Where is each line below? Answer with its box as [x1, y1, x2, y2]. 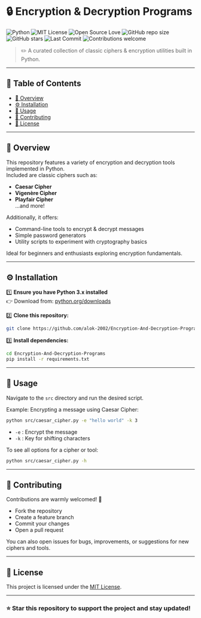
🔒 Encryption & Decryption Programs [6, 5, 193, 19]
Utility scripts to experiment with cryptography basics [14, 238, 148, 245]
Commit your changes [14, 520, 70, 527]
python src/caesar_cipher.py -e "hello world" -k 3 [6, 417, 138, 424]
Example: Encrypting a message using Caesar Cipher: [6, 406, 139, 413]
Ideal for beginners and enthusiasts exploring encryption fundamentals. [6, 249, 182, 257]
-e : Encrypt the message [14, 428, 78, 436]
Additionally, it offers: [6, 214, 59, 221]
